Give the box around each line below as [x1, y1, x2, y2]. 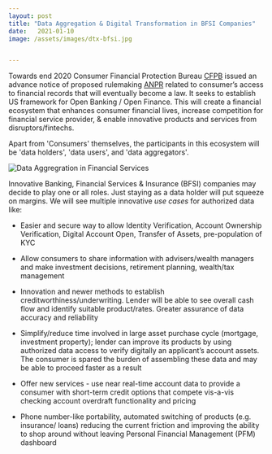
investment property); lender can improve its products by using [19, 337, 232, 347]
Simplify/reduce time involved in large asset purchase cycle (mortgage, [19, 329, 258, 338]
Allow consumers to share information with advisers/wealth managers [19, 254, 254, 264]
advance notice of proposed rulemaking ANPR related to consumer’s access [8, 80, 264, 89]
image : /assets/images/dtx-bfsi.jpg [8, 34, 132, 43]
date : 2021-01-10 [8, 27, 75, 35]
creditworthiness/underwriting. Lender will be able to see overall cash [19, 295, 254, 305]
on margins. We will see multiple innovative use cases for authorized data [8, 196, 255, 206]
